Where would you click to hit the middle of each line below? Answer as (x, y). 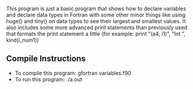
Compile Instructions (46, 59)
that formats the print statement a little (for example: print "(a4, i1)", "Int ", (96, 34)
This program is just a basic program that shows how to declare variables (96, 9)
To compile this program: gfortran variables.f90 (73, 73)
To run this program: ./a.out (48, 79)
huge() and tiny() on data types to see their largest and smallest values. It (96, 21)
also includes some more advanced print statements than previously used (97, 27)
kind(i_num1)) (23, 40)
